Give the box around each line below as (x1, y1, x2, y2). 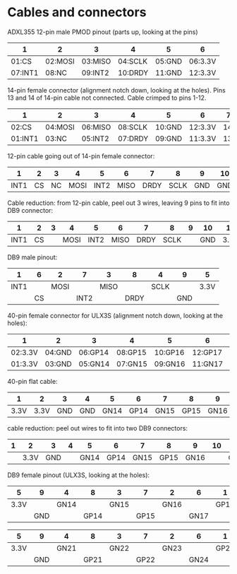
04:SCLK (117, 56, 148, 66)
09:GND (154, 134, 183, 143)
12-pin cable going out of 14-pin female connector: (7, 151, 155, 160)
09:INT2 (81, 68, 109, 78)
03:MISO (81, 56, 111, 66)
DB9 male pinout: (7, 252, 58, 262)
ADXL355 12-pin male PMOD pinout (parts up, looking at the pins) (7, 28, 199, 36)
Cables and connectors (7, 4, 147, 20)
